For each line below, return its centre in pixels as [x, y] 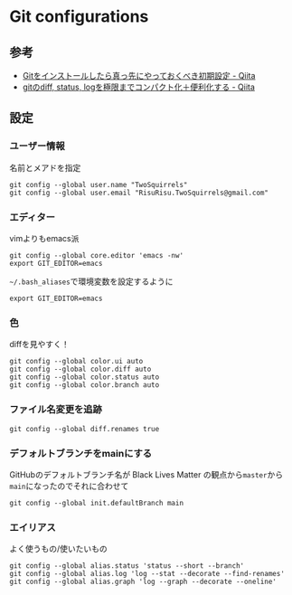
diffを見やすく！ [39, 345]
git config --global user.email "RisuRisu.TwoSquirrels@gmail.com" [139, 193]
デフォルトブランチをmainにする [80, 453]
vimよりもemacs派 [44, 238]
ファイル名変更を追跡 [56, 410]
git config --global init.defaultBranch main [96, 503]
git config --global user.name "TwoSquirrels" [99, 184]
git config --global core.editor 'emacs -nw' [96, 255]
